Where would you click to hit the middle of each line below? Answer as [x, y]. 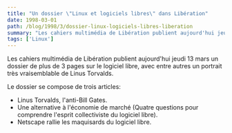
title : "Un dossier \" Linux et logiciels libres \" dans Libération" [108, 13]
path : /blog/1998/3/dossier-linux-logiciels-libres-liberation [100, 26]
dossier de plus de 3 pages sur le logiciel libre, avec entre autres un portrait [115, 66]
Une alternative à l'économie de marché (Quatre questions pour [108, 108]
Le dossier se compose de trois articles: [64, 87]
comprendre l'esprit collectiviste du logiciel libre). [87, 115]
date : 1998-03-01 [32, 20]
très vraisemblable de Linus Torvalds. [60, 74]
